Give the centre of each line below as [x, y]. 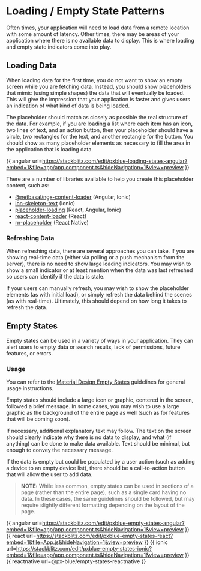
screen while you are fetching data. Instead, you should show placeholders [99, 86]
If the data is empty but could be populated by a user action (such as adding [100, 462]
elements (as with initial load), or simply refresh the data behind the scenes [99, 295]
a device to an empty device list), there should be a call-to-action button [96, 468]
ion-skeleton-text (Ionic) [45, 203]
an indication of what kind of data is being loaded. [68, 106]
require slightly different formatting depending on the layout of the [103, 505]
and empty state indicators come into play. [59, 47]
